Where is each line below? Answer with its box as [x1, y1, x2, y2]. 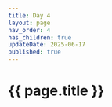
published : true [8, 48, 61, 56]
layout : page [8, 19, 51, 27]
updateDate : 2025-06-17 [8, 41, 86, 49]
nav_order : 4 [8, 26, 51, 34]
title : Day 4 [8, 11, 51, 20]
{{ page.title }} [8, 82, 105, 100]
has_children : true [8, 33, 72, 42]
